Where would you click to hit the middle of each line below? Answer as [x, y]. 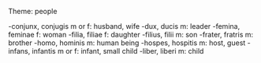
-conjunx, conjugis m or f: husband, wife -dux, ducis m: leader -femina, [124, 26]
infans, [19, 51]
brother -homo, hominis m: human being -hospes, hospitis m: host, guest [127, 43]
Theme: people [33, 11]
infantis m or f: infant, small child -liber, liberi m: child [118, 51]
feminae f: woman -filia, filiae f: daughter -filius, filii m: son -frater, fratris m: [131, 35]
